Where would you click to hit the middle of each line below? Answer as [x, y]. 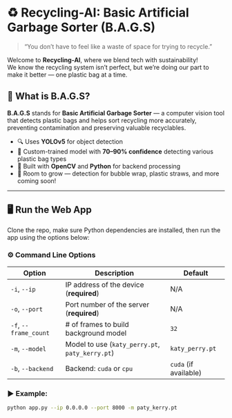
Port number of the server [107, 304]
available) [186, 372]
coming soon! [37, 180]
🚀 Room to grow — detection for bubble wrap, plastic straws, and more [118, 173]
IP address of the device [105, 285]
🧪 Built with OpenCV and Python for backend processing [99, 166]
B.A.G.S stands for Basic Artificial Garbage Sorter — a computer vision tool [116, 113]
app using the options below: [48, 237]
